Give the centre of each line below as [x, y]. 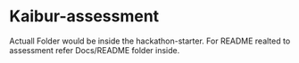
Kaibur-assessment [84, 16]
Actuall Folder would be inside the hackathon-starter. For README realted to [150, 41]
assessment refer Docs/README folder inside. [95, 50]
